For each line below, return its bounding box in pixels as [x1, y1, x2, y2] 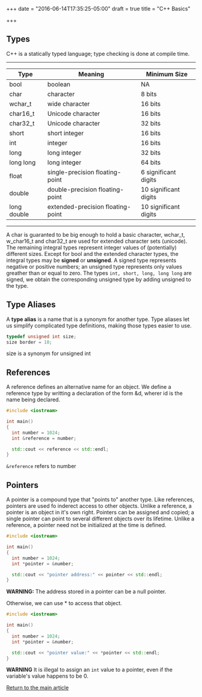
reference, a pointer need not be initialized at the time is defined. [6, 522, 167, 529]
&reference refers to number [6, 463, 76, 470]
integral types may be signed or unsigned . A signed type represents [6, 257, 177, 264]
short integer [47, 129, 84, 137]
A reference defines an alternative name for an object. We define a [6, 383, 171, 391]
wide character [47, 99, 90, 108]
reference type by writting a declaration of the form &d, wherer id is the [6, 390, 183, 397]
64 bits [141, 158, 161, 166]
